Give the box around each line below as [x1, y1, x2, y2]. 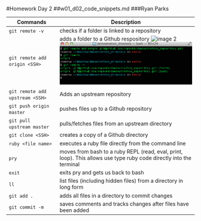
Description [111, 18, 141, 26]
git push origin [8, 103, 50, 109]
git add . [8, 193, 33, 199]
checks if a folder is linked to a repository [59, 27, 162, 34]
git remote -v [8, 28, 44, 34]
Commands [17, 18, 47, 26]
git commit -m [8, 204, 44, 211]
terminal [59, 161, 80, 168]
